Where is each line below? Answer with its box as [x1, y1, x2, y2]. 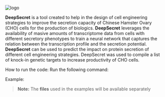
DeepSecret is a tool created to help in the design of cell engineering [5, 14, 147, 20]
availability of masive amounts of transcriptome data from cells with [5, 30, 145, 36]
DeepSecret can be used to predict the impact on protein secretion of [5, 46, 149, 52]
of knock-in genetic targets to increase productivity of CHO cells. [5, 57, 140, 62]
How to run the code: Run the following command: [5, 66, 109, 72]
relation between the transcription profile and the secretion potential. [5, 41, 147, 47]
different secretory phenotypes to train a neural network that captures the [5, 35, 157, 41]
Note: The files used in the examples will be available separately [17, 86, 151, 92]
